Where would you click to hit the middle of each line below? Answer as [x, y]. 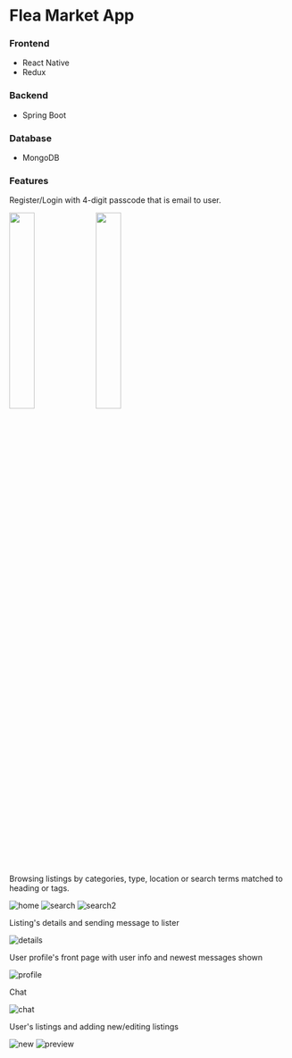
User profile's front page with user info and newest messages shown [136, 958]
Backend [29, 96]
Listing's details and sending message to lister [95, 923]
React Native [46, 63]
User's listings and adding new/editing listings [94, 1027]
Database [30, 138]
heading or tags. [39, 888]
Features [29, 181]
